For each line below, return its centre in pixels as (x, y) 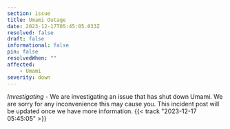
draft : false (26, 39)
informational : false (38, 45)
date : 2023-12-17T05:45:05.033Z (53, 26)
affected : (21, 64)
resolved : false (30, 33)
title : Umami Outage (37, 20)
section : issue (29, 13)
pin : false (23, 52)
